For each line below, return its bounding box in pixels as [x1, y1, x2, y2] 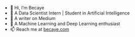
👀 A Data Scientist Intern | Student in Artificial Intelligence [10, 10, 130, 16]
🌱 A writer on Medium [10, 15, 56, 21]
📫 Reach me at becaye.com [10, 26, 69, 32]
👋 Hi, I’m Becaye [10, 5, 44, 10]
